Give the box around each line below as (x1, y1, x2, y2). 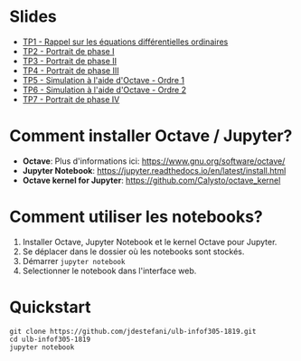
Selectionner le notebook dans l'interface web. (22, 265, 197, 276)
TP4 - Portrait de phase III (22, 65, 119, 76)
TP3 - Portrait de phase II (22, 55, 118, 66)
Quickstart (9, 297, 92, 318)
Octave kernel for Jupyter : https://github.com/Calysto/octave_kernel (22, 175, 281, 185)
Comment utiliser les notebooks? (9, 206, 264, 227)
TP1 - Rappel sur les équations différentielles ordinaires (22, 36, 229, 47)
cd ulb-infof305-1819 (9, 335, 91, 344)
